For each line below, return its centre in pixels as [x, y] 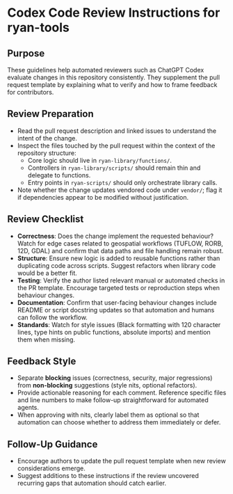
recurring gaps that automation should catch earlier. [92, 483]
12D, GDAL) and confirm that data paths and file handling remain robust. [120, 250]
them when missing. [46, 340]
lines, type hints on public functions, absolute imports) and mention [114, 332]
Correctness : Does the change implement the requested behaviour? [115, 236]
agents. [28, 408]
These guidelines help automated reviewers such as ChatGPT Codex [106, 70]
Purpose [26, 53]
